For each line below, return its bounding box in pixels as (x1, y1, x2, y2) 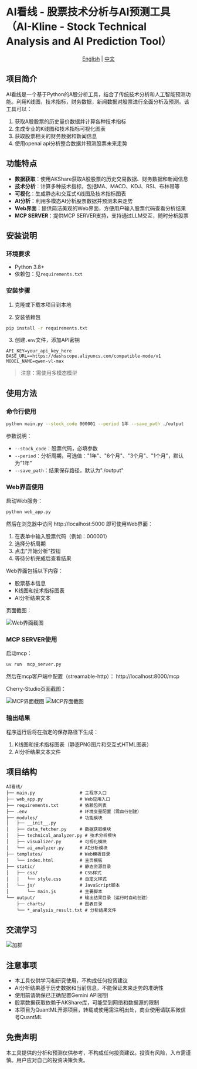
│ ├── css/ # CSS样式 (6, 870, 102, 876)
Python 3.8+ (14, 263, 45, 270)
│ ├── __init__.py (6, 820, 57, 826)
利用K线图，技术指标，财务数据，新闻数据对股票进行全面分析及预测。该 (16, 98, 189, 105)
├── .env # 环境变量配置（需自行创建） (6, 809, 142, 815)
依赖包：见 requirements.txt (14, 270, 83, 277)
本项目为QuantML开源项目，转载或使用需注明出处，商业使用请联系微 (14, 1006, 181, 1013)
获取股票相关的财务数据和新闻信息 (14, 133, 97, 140)
